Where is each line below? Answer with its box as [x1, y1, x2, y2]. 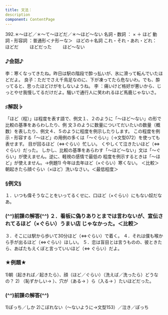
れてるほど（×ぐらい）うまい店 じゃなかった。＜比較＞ [5, 220, 139, 228]
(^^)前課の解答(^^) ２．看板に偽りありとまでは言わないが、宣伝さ [5, 213, 163, 220]
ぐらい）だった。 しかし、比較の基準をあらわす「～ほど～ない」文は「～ [5, 147, 156, 153]
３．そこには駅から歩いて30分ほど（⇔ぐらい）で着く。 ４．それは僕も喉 [5, 233, 159, 239]
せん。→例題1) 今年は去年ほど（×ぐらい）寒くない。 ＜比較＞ [31, 160, 159, 166]
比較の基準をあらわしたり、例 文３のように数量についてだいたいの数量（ [5, 122, 156, 128]
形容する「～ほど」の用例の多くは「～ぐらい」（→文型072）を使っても [14, 134, 160, 141]
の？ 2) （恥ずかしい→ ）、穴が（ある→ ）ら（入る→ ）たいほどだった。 [5, 278, 154, 284]
